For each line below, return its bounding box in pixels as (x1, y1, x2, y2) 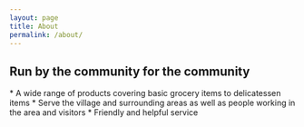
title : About (9, 22, 59, 31)
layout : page (9, 13, 59, 23)
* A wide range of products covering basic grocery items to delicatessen (9, 88, 281, 99)
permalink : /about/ (9, 30, 83, 39)
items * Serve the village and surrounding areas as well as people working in (9, 97, 296, 109)
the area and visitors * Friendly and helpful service (9, 107, 199, 118)
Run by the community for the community (9, 63, 250, 79)
